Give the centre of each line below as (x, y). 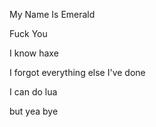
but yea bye (34, 111)
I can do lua (33, 92)
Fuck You (28, 33)
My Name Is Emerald (52, 14)
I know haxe (34, 53)
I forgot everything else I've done (77, 72)
